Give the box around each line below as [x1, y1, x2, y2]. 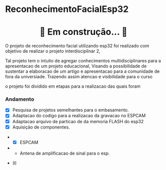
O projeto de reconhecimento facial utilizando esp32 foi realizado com [5, 43, 149, 49]
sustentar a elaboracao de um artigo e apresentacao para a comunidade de [5, 68, 160, 74]
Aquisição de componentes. [12, 124, 70, 130]
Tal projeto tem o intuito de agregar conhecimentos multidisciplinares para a [5, 58, 162, 64]
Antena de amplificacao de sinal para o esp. [19, 150, 110, 156]
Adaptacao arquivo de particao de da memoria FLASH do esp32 [12, 118, 144, 124]
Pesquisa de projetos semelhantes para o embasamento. [12, 107, 129, 113]
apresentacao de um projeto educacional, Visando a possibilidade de [5, 63, 147, 69]
